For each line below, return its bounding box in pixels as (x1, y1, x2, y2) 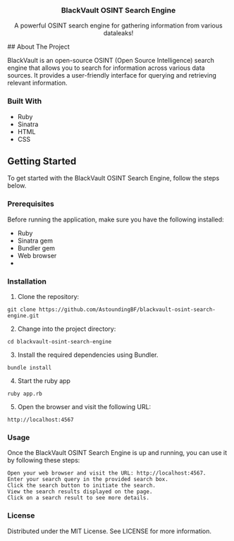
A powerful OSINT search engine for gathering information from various (13, 21, 223, 30)
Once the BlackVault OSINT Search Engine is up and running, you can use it (7, 449, 228, 457)
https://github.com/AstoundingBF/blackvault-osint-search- (38, 306, 216, 313)
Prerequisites (7, 199, 54, 209)
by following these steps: (7, 456, 80, 465)
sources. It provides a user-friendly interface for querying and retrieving (7, 71, 217, 80)
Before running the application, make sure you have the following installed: (7, 215, 224, 224)
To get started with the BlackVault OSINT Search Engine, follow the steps (7, 174, 220, 183)
